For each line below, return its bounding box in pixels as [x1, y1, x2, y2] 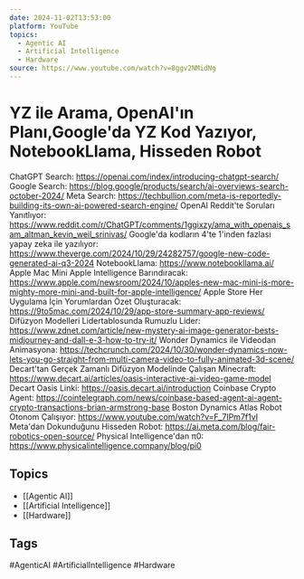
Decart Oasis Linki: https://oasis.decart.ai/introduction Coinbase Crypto [9, 382, 277, 394]
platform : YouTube [9, 22, 79, 31]
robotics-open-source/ [9, 431, 95, 441]
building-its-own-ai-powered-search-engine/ [9, 200, 179, 211]
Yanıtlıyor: [9, 209, 47, 220]
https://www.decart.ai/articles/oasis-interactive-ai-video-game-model [9, 373, 271, 384]
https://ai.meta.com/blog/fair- [165, 421, 276, 432]
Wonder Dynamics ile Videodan [158, 334, 276, 345]
